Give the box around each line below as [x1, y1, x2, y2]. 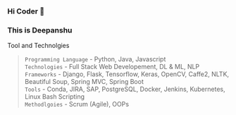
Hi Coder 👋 [7, 6, 44, 16]
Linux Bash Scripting [24, 92, 85, 101]
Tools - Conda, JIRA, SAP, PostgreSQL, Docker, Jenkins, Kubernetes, [24, 85, 225, 94]
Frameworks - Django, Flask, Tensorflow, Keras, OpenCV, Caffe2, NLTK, [24, 70, 230, 78]
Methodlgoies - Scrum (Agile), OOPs [24, 100, 129, 109]
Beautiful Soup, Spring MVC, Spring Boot [24, 78, 144, 86]
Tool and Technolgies [7, 42, 70, 50]
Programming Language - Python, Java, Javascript [24, 55, 166, 63]
